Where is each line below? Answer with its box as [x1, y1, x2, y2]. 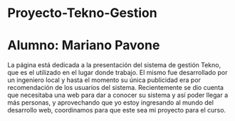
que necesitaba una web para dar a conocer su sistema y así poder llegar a [7, 91, 229, 100]
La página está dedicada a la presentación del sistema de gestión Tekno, [7, 61, 221, 69]
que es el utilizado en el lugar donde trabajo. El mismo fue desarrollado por [7, 69, 228, 77]
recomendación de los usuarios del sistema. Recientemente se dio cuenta [7, 83, 224, 92]
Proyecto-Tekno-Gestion [7, 5, 158, 21]
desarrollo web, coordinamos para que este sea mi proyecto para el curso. [7, 106, 226, 115]
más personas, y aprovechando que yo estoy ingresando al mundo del [7, 98, 214, 107]
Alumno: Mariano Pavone [7, 38, 160, 54]
